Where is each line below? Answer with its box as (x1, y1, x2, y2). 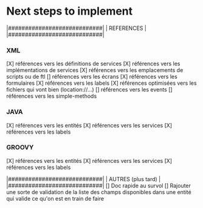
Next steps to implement (6, 4, 133, 18)
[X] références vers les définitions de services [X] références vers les (6, 60, 181, 68)
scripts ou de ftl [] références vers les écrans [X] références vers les (6, 73, 177, 81)
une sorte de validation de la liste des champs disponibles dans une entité (6, 188, 191, 196)
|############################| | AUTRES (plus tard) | (6, 175, 161, 182)
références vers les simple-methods (6, 93, 97, 100)
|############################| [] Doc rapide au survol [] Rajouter (6, 182, 191, 189)
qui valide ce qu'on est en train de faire (6, 195, 105, 202)
